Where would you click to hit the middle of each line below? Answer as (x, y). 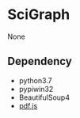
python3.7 (35, 80)
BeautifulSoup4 (44, 97)
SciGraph (39, 15)
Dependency (40, 61)
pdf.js (28, 105)
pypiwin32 (36, 89)
